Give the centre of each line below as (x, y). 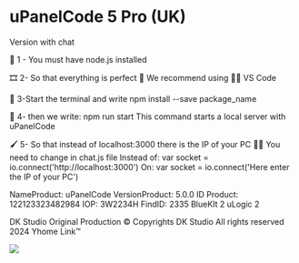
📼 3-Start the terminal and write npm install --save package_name (133, 98)
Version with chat (42, 42)
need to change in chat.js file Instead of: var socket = (109, 157)
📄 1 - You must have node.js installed (78, 59)
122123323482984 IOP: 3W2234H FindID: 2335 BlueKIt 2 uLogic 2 (135, 204)
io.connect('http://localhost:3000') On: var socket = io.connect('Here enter (149, 167)
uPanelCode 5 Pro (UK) (98, 17)
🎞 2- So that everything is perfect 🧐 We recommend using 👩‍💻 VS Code (143, 77)
